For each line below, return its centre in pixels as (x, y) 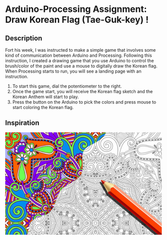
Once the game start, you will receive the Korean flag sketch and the (83, 91)
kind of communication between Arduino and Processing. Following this (79, 55)
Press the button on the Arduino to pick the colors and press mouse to (84, 102)
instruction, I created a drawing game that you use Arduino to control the (80, 60)
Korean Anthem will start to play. (45, 97)
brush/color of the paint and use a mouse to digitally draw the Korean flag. (81, 66)
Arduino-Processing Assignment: (76, 9)
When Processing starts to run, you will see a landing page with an (73, 71)
